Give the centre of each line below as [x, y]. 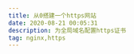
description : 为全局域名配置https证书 [67, 30]
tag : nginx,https [37, 38]
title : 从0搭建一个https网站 [53, 15]
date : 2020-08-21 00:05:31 [53, 23]
